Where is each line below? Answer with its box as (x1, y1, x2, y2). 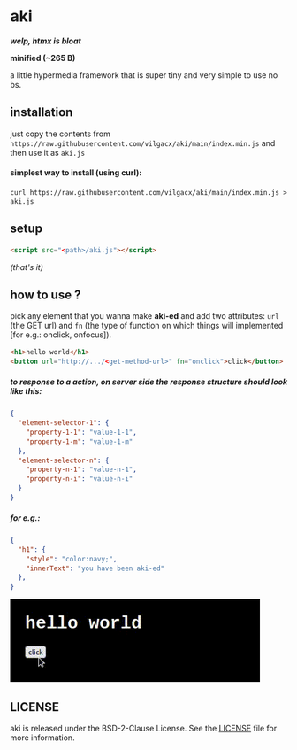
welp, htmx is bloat (10, 35, 82, 46)
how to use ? (10, 288, 81, 303)
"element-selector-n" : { (18, 456, 110, 465)
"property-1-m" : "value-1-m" (26, 437, 133, 446)
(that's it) (10, 261, 43, 272)
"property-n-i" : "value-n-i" (26, 475, 133, 483)
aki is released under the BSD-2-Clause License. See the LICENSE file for (10, 723, 278, 733)
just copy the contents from (10, 128, 111, 139)
